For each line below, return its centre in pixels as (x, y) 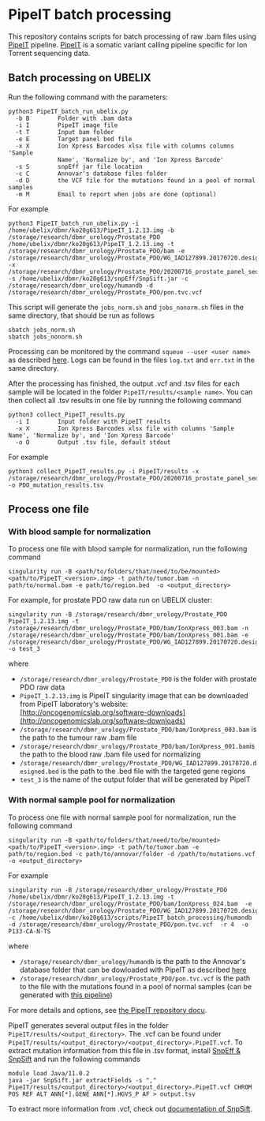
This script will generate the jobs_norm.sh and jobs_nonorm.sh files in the (126, 307)
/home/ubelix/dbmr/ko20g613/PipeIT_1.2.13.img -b (91, 230)
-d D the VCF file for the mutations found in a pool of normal (136, 180)
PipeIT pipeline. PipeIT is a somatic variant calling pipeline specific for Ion (128, 44)
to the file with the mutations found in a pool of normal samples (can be (136, 986)
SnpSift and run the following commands (74, 1059)
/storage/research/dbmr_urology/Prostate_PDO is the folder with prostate (138, 679)
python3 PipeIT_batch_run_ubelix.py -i (74, 223)
